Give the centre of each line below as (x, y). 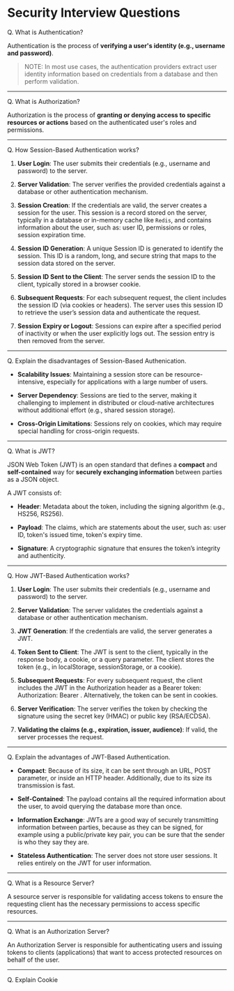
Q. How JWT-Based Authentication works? (69, 575)
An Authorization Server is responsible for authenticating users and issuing (115, 945)
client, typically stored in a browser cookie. (79, 284)
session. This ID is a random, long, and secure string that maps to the (117, 255)
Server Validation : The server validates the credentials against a (110, 610)
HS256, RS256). (40, 513)
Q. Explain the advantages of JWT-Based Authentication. (89, 757)
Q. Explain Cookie (32, 979)
